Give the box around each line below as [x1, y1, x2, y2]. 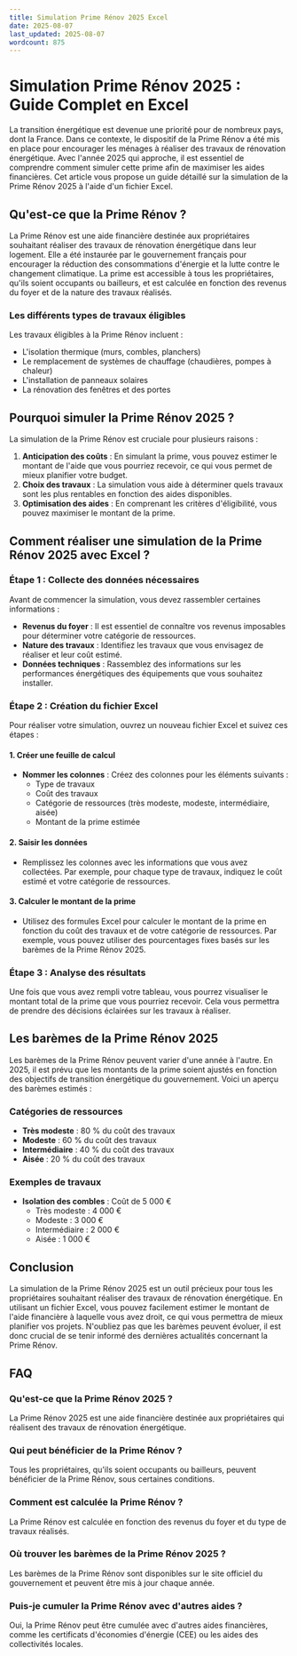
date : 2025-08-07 [9, 21, 74, 30]
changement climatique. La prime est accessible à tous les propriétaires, [9, 268, 275, 278]
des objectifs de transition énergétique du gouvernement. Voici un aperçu [9, 1073, 279, 1084]
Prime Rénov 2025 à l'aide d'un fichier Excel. [9, 181, 173, 192]
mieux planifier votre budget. [21, 470, 129, 481]
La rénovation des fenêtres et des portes [21, 384, 171, 396]
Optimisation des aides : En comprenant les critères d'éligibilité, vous [21, 499, 277, 509]
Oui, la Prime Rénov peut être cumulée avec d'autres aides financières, [9, 1620, 269, 1631]
